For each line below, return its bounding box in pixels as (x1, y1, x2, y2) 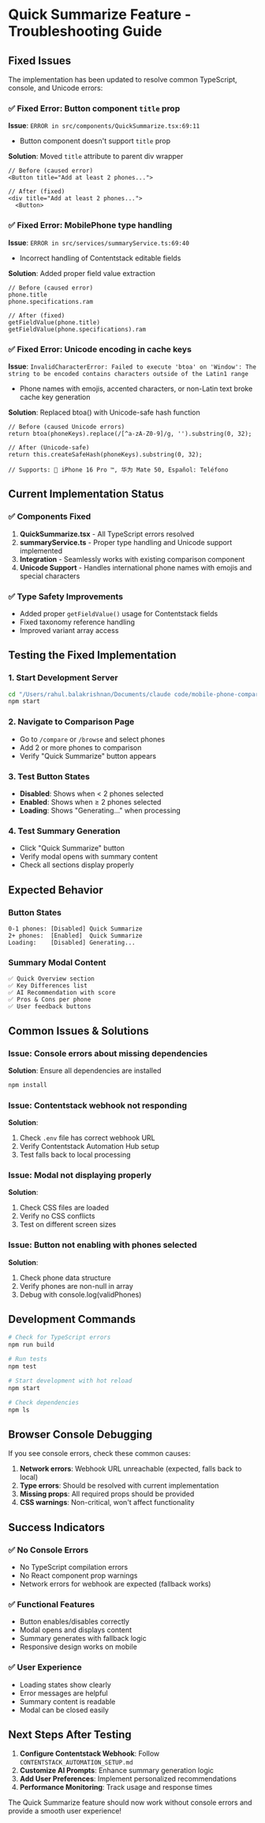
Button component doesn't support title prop (19, 136, 171, 146)
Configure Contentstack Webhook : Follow (19, 1749, 160, 1758)
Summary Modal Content (8, 957, 106, 968)
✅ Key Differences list (8, 982, 88, 990)
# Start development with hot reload (8, 1377, 132, 1385)
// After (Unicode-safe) (8, 443, 90, 452)
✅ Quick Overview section (8, 975, 95, 983)
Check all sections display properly (19, 860, 134, 870)
